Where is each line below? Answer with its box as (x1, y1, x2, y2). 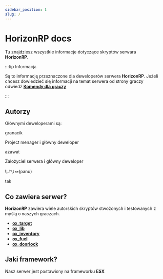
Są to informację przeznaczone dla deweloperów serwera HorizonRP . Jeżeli (5, 73, 159, 79)
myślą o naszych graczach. (5, 211, 60, 217)
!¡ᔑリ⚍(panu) (5, 169, 32, 175)
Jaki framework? (5, 255, 58, 264)
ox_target (12, 220, 32, 226)
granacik (5, 130, 23, 136)
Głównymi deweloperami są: (5, 121, 62, 127)
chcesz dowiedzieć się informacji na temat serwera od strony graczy (5, 78, 144, 84)
